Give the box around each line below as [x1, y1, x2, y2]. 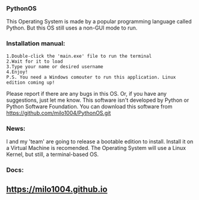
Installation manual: [6, 39, 66, 48]
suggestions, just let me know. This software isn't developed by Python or [6, 96, 189, 104]
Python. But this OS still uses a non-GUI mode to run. [6, 24, 138, 31]
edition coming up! [6, 80, 55, 86]
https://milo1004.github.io [6, 184, 108, 195]
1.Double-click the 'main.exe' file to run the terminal [6, 53, 152, 59]
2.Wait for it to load [6, 58, 63, 64]
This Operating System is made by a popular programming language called [6, 18, 192, 25]
